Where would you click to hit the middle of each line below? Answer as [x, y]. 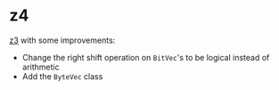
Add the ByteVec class [62, 76]
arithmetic [41, 67]
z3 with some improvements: [62, 40]
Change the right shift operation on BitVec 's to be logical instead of [146, 57]
